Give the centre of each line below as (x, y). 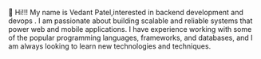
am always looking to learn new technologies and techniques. (110, 46)
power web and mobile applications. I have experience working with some (130, 29)
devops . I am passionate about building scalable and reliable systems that (130, 21)
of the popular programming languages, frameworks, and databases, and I (130, 37)
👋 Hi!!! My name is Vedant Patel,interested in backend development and (126, 12)
